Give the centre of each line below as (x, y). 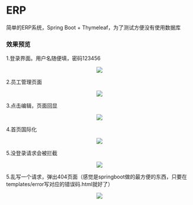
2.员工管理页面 (24, 82)
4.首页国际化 (22, 129)
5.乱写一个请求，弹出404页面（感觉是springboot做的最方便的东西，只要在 (97, 177)
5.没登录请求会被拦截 (32, 153)
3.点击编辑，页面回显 (32, 106)
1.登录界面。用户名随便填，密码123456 (53, 58)
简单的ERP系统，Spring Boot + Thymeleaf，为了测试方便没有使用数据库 (94, 27)
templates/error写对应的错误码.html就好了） (60, 184)
